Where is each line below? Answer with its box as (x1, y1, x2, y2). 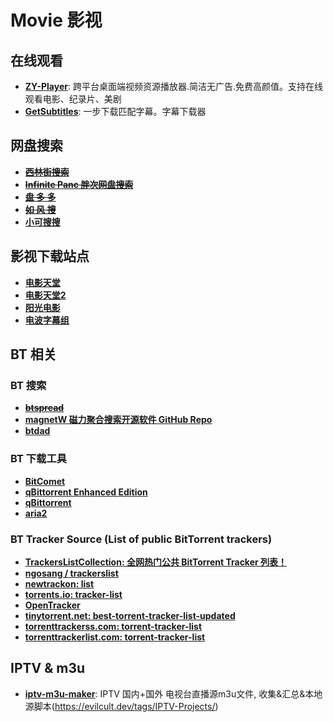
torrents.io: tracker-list (24, 588, 123, 600)
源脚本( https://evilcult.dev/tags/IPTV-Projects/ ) (24, 700, 219, 712)
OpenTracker (24, 599, 81, 611)
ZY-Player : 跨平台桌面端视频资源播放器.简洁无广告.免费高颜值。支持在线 (24, 81, 323, 92)
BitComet (24, 475, 66, 487)
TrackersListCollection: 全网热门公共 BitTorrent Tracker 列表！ (24, 556, 288, 568)
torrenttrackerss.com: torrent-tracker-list (24, 620, 203, 632)
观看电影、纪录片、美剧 (24, 93, 122, 105)
